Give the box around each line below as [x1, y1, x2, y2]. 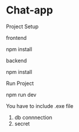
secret [14, 120, 30, 127]
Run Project [6, 80, 34, 87]
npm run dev [6, 91, 37, 98]
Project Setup [6, 23, 39, 30]
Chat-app [6, 4, 53, 17]
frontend [6, 34, 27, 41]
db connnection [14, 114, 52, 121]
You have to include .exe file [6, 102, 74, 109]
